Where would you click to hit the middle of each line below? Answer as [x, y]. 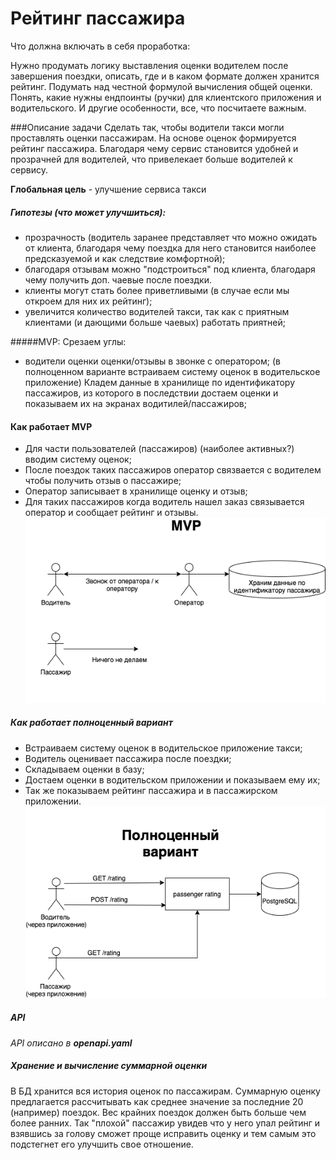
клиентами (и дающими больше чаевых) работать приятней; [155, 322]
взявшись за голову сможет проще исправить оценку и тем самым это [163, 1133]
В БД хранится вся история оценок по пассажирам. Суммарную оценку [165, 1091]
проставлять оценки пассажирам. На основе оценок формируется [153, 138]
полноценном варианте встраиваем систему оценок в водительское [172, 371]
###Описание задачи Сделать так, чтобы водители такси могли [147, 127]
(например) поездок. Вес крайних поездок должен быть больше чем [158, 1112]
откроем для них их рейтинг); [88, 301]
